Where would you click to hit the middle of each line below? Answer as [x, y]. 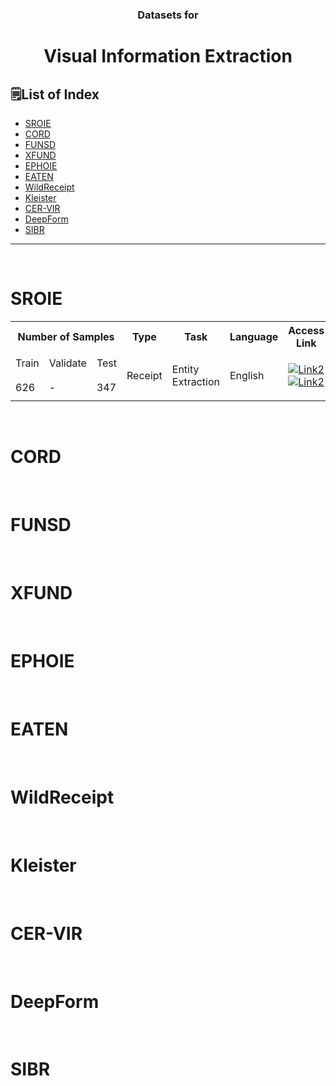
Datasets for [168, 15]
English [247, 375]
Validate [67, 363]
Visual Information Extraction [168, 56]
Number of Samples [66, 336]
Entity [185, 369]
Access [306, 330]
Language [254, 336]
